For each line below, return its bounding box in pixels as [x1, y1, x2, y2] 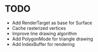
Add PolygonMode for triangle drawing [12, 36, 93, 42]
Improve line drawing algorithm [12, 30, 77, 36]
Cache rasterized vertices [12, 25, 66, 31]
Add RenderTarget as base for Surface [12, 20, 92, 26]
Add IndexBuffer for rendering [12, 41, 75, 47]
